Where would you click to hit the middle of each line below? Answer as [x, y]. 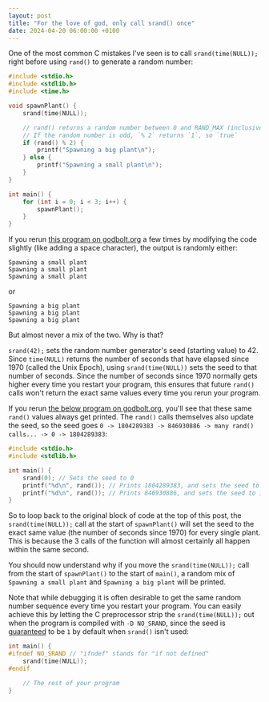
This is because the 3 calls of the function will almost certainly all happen [129, 541]
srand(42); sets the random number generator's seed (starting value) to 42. [133, 351]
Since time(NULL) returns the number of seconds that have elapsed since [129, 359]
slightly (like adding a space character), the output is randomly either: [123, 248]
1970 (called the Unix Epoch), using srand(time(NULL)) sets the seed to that [133, 367]
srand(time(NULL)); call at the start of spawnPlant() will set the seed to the [131, 524]
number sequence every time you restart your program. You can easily [125, 606]
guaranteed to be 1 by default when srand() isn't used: [99, 632]
